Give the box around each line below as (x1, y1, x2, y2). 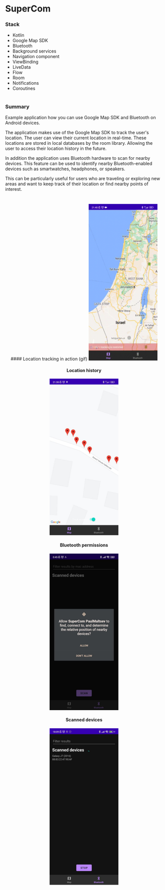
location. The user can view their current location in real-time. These (5, 135, 146, 141)
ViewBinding (12, 59, 38, 65)
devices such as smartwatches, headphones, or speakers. (5, 166, 125, 172)
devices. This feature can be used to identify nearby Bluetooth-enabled (5, 161, 152, 167)
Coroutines (12, 86, 35, 92)
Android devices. (5, 120, 40, 126)
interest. (5, 186, 22, 192)
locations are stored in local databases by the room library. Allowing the (5, 140, 153, 146)
